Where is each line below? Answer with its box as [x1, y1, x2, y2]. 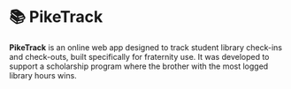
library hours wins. [9, 70, 77, 80]
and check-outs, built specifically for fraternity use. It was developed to [9, 51, 270, 62]
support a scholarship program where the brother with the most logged [9, 61, 269, 71]
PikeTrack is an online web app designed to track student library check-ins [9, 41, 283, 53]
